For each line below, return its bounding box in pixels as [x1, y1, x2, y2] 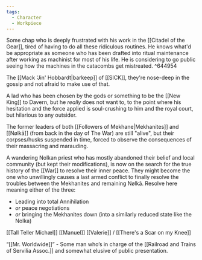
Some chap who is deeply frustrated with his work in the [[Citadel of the [6, 37, 185, 44]
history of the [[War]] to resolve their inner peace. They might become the [6, 167, 191, 174]
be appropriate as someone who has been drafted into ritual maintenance [6, 50, 189, 57]
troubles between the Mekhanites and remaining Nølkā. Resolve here [6, 180, 178, 187]
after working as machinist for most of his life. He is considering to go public [6, 56, 196, 63]
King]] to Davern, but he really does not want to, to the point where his [6, 99, 181, 106]
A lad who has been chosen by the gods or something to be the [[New [6, 92, 181, 100]
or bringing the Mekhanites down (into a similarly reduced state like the [14, 211, 192, 218]
